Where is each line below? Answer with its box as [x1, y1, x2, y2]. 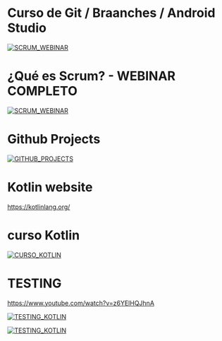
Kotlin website [7, 179, 93, 195]
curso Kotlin [7, 227, 80, 243]
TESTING [7, 275, 62, 291]
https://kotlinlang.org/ [7, 203, 70, 211]
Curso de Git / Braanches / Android [7, 5, 216, 21]
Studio [7, 20, 47, 36]
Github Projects [7, 131, 101, 148]
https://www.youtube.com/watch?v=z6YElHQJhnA [7, 299, 155, 307]
